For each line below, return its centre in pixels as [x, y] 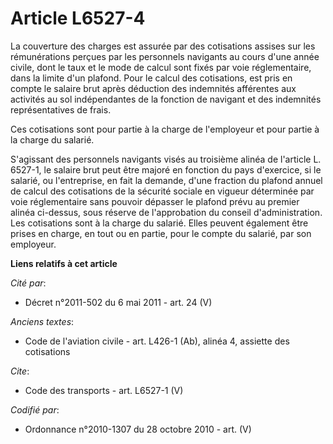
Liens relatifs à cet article [64, 263]
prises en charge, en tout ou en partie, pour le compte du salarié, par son [161, 233]
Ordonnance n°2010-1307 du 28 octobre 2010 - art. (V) [138, 429]
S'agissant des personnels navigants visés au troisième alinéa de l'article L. [166, 159]
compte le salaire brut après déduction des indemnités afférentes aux [153, 88]
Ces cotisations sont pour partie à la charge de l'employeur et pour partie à [165, 129]
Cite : [20, 371]
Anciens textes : [42, 321]
